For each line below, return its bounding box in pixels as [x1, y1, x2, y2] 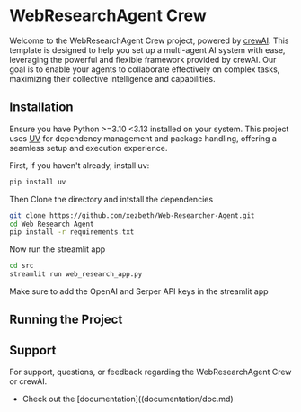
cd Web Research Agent [9, 219, 94, 228]
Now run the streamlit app [9, 244, 106, 255]
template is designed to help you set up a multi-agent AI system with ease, [9, 44, 286, 55]
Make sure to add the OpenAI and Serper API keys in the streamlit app [9, 286, 269, 297]
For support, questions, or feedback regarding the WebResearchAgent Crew [9, 366, 292, 378]
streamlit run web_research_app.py [9, 270, 143, 279]
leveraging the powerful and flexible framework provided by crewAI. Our [9, 54, 277, 65]
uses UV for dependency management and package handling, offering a [9, 132, 277, 144]
